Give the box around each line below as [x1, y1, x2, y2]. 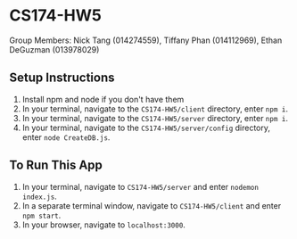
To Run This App [9, 158, 103, 173]
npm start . [21, 210, 62, 220]
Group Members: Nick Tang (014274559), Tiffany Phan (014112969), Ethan [9, 35, 283, 45]
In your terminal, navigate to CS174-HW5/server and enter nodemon [21, 181, 259, 192]
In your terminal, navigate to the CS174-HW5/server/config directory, [21, 122, 270, 133]
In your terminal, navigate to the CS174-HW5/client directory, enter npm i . [21, 103, 288, 114]
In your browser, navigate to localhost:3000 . [21, 219, 186, 230]
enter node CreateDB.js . [21, 131, 111, 143]
